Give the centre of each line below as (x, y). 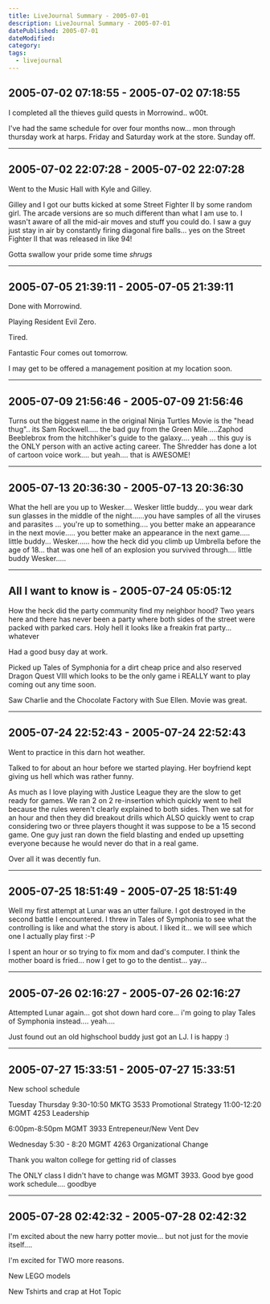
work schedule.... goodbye (53, 1184)
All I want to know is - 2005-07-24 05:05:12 (120, 591)
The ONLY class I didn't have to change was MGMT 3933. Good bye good (131, 1175)
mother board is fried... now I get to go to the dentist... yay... (108, 961)
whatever (24, 636)
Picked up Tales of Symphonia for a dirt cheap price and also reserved (125, 667)
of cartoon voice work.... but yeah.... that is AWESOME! (100, 455)
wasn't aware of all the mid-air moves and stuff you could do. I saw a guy (130, 221)
